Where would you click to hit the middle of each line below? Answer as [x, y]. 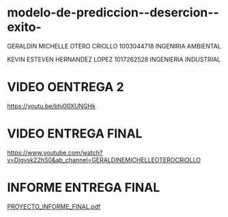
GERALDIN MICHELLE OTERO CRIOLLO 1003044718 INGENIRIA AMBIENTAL [114, 46]
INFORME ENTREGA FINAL [84, 188]
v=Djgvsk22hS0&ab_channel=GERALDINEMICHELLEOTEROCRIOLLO [104, 159]
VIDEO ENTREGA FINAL [75, 134]
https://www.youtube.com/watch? [55, 153]
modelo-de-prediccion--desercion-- [113, 13]
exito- [25, 27]
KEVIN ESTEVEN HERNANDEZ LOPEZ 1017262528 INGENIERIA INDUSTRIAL [114, 59]
